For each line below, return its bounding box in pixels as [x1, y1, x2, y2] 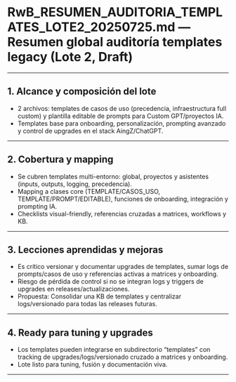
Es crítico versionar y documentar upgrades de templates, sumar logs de [17, 263, 229, 271]
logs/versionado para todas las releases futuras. [17, 300, 158, 308]
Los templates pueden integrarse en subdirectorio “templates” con [17, 345, 211, 354]
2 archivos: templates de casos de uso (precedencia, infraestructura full [17, 104, 227, 112]
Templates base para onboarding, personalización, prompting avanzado [17, 119, 226, 127]
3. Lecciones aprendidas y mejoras [7, 244, 164, 256]
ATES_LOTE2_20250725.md [7, 19, 176, 35]
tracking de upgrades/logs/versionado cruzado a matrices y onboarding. [17, 353, 228, 362]
